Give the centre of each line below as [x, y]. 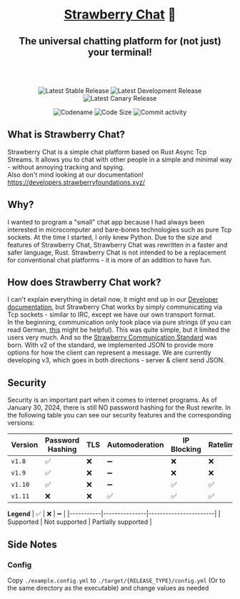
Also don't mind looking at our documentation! [76, 174]
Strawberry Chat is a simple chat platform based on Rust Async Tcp [107, 152]
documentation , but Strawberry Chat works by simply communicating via [115, 307]
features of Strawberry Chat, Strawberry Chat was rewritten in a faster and [117, 244]
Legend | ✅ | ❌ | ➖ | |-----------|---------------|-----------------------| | [114, 514]
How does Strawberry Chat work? [84, 283]
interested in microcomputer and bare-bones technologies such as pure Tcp [120, 229]
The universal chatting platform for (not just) [120, 41]
